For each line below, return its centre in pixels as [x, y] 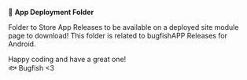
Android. [22, 44]
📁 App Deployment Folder [51, 12]
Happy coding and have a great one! [67, 59]
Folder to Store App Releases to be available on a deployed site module [124, 27]
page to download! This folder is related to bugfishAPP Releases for [118, 36]
